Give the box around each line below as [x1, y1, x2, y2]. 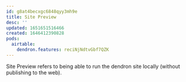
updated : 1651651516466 [6, 25, 65, 31]
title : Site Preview [6, 14, 57, 20]
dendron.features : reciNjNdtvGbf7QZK [16, 47, 109, 53]
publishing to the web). [6, 69, 62, 76]
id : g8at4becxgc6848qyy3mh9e [6, 8, 78, 15]
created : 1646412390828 [6, 30, 65, 36]
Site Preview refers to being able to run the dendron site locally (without [6, 63, 181, 70]
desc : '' [6, 19, 28, 25]
